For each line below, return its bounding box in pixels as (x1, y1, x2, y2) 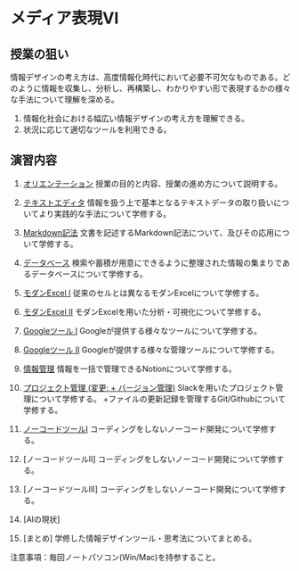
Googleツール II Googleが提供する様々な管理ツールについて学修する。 (22, 344, 279, 355)
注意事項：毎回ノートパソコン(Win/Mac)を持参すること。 (10, 551, 221, 562)
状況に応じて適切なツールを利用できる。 (22, 124, 172, 135)
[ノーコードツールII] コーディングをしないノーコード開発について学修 (22, 453, 277, 464)
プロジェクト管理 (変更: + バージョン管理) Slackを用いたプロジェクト (22, 382, 276, 393)
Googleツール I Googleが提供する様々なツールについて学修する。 (22, 325, 262, 335)
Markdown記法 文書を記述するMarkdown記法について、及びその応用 (22, 227, 275, 237)
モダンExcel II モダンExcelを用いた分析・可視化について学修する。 (22, 306, 266, 317)
